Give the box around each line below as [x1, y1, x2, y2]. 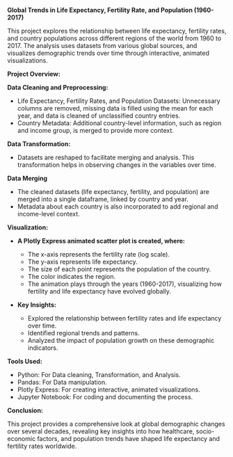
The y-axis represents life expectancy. [27, 257, 138, 266]
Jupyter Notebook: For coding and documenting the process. [17, 393, 193, 401]
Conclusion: [7, 406, 44, 415]
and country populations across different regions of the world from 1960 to [7, 34, 222, 42]
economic [7, 435, 36, 442]
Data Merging [7, 174, 47, 182]
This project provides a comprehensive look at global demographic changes [7, 420, 225, 428]
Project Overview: [7, 70, 61, 78]
